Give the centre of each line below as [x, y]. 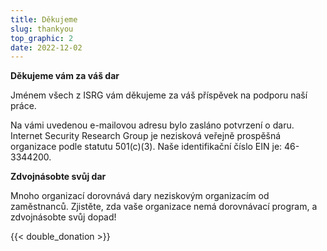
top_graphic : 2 [42, 38]
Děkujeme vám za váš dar [65, 76]
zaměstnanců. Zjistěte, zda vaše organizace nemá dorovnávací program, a [164, 207]
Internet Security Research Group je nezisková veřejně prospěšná [146, 136]
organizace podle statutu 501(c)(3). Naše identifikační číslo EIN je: [146, 147]
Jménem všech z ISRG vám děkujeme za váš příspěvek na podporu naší [159, 95]
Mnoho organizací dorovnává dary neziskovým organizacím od [140, 196]
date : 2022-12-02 [46, 47]
